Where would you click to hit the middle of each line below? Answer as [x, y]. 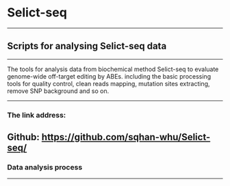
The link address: [37, 115]
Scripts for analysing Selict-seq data [87, 46]
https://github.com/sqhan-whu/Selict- [126, 137]
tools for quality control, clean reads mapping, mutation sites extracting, [108, 83]
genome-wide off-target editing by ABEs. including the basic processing [109, 76]
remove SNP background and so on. [58, 91]
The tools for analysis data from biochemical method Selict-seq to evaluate [113, 69]
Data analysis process [45, 167]
